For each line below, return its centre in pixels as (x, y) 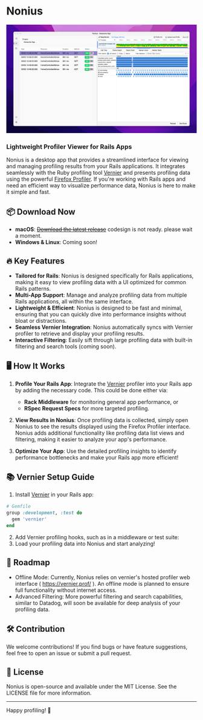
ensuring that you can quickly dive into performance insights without (100, 314)
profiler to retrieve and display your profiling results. (80, 333)
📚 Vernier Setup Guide (50, 477)
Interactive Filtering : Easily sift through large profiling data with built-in (104, 340)
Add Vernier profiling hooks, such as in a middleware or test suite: (97, 537)
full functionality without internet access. (66, 590)
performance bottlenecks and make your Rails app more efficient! (97, 457)
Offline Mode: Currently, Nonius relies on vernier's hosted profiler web (102, 577)
